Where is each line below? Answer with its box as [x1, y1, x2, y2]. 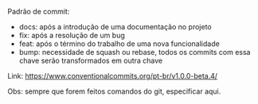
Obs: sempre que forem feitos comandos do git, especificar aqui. [7, 87, 221, 96]
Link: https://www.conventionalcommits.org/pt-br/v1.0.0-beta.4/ [7, 71, 218, 80]
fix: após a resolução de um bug [18, 31, 125, 40]
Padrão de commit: [7, 7, 70, 16]
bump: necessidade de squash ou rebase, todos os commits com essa [18, 48, 251, 56]
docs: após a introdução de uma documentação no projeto [18, 22, 212, 31]
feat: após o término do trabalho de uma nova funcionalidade [18, 39, 220, 48]
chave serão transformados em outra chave [18, 56, 163, 65]
